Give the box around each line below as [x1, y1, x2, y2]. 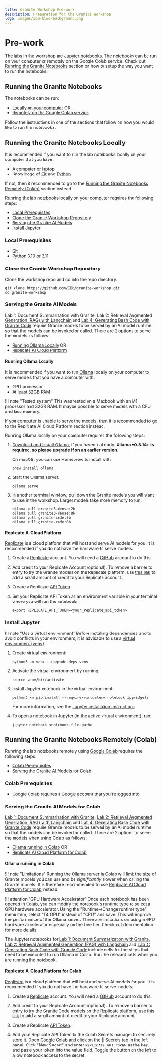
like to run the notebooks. [5, 125, 56, 130]
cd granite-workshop [5, 290, 47, 295]
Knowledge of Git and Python [12, 171, 71, 177]
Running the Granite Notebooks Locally [5, 139, 126, 147]
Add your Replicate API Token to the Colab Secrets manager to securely [12, 1032, 156, 1038]
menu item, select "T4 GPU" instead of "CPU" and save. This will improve [5, 912, 151, 918]
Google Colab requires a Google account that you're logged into [12, 791, 140, 797]
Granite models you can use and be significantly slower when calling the [5, 876, 150, 882]
